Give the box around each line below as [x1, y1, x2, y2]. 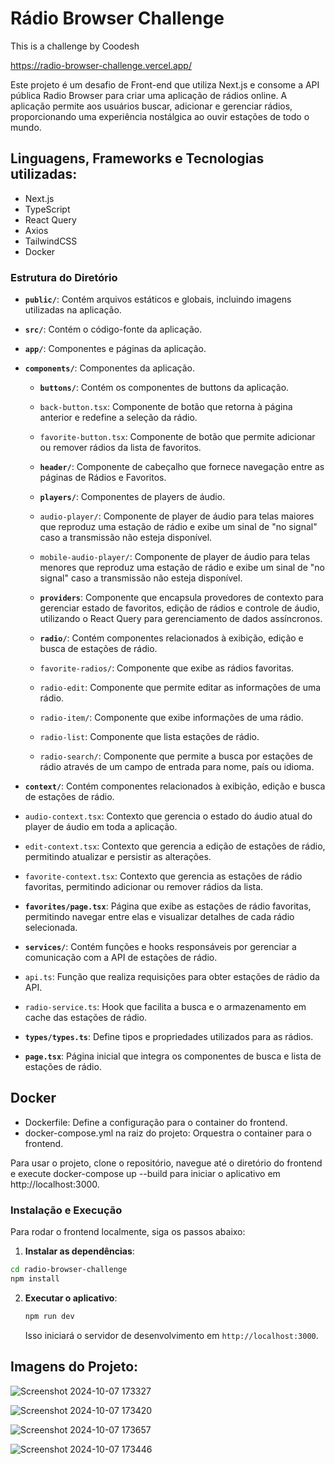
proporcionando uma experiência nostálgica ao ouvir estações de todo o [10, 110, 310, 122]
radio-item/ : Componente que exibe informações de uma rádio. [39, 712, 304, 724]
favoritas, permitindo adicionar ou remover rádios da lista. [24, 881, 264, 893]
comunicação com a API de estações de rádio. [24, 952, 218, 964]
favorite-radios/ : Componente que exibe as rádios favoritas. [39, 662, 295, 674]
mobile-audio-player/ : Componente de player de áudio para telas [39, 551, 311, 563]
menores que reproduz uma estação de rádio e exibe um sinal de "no [39, 562, 325, 574]
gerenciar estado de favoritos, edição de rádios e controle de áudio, [39, 602, 320, 614]
